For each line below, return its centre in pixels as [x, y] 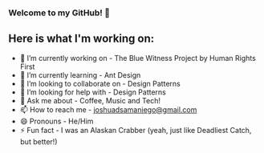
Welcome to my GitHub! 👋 [59, 13]
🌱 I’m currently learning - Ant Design [80, 74]
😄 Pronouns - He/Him [57, 121]
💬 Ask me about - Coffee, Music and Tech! [90, 100]
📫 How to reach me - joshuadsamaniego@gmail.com [108, 109]
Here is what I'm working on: [81, 39]
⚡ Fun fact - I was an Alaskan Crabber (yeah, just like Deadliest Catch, [136, 130]
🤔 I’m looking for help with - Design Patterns [93, 92]
